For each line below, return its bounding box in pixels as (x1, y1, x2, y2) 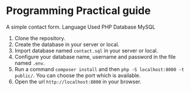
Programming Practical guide (6, 4, 151, 17)
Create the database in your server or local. (14, 41, 120, 48)
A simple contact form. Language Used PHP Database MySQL (6, 23, 156, 30)
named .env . (14, 60, 45, 66)
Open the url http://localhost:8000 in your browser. (14, 78, 142, 85)
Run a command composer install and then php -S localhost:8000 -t (14, 65, 184, 72)
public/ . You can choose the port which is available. (14, 72, 141, 79)
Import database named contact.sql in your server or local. (14, 47, 158, 54)
